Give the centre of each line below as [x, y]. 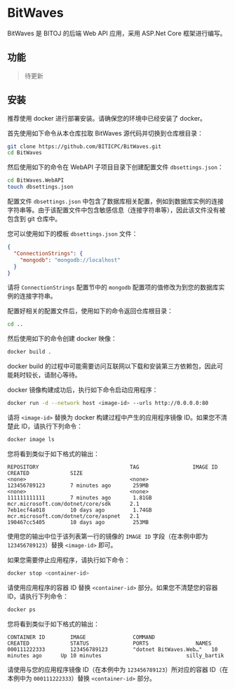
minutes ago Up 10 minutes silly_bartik [116, 655]
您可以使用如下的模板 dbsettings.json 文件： [73, 234]
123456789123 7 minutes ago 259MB [78, 486]
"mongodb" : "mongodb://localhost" [70, 260]
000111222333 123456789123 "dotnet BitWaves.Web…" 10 [113, 649]
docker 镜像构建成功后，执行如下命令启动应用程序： [83, 390]
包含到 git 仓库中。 [34, 219]
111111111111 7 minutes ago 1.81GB [80, 497]
